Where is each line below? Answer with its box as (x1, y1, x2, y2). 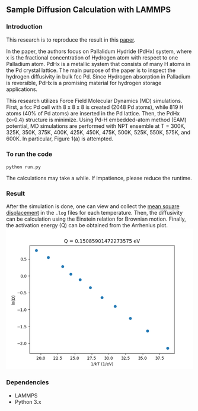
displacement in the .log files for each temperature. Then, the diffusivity (6, 209, 183, 217)
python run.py (6, 164, 41, 170)
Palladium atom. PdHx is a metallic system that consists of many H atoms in (6, 60, 191, 67)
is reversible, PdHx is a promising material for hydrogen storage (6, 79, 162, 86)
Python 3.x (14, 398, 41, 405)
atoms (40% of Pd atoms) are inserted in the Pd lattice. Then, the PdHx (6, 109, 180, 117)
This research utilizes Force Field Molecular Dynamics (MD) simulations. (6, 97, 183, 104)
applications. (6, 86, 37, 93)
